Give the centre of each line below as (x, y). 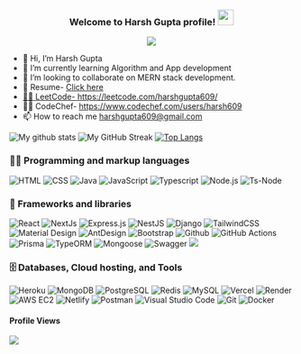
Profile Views (35, 321)
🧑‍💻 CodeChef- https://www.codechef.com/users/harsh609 (132, 106)
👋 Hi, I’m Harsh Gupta (62, 59)
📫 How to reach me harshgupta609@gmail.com (112, 116)
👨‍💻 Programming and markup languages (100, 160)
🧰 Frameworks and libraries (71, 204)
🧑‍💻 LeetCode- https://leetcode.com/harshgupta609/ (120, 97)
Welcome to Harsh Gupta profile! (142, 22)
